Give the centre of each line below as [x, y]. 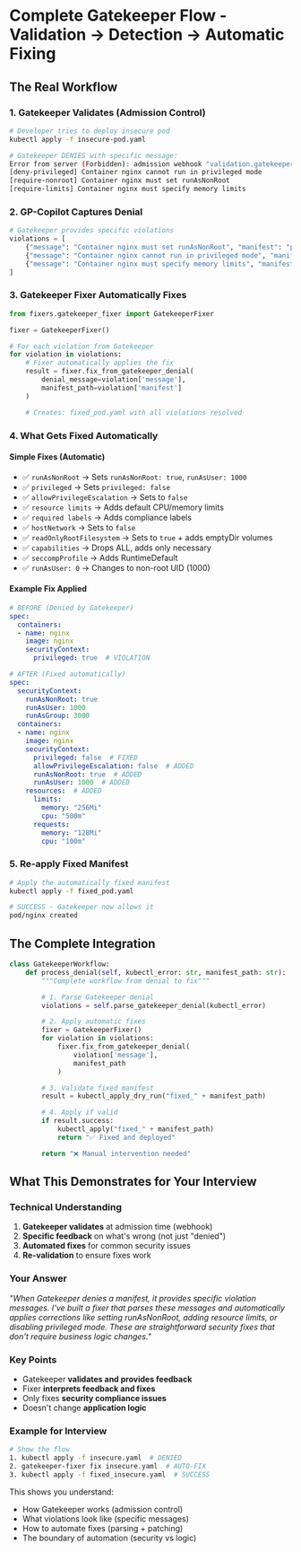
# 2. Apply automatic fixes [94, 1022]
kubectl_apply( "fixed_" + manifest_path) [136, 1129]
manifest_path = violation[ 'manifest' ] [112, 388]
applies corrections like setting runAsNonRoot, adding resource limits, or [143, 1317]
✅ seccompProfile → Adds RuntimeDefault [100, 557]
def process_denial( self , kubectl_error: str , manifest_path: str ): [156, 972]
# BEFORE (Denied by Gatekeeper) [72, 608]
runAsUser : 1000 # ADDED [81, 783]
